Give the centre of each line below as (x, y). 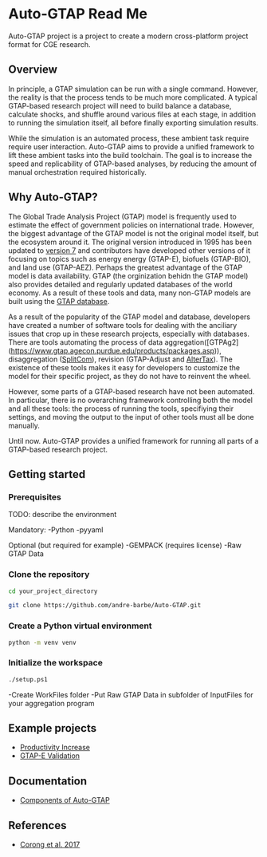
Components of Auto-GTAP (65, 800)
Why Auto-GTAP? (53, 197)
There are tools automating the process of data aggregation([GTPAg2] (124, 342)
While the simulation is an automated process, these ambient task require (129, 138)
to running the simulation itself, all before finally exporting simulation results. (133, 122)
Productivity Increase (55, 748)
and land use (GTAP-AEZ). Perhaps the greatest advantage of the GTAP (126, 267)
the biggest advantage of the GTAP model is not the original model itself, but (133, 233)
